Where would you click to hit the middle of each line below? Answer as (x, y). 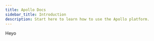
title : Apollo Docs (26, 10)
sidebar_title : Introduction (36, 14)
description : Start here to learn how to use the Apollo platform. (78, 19)
